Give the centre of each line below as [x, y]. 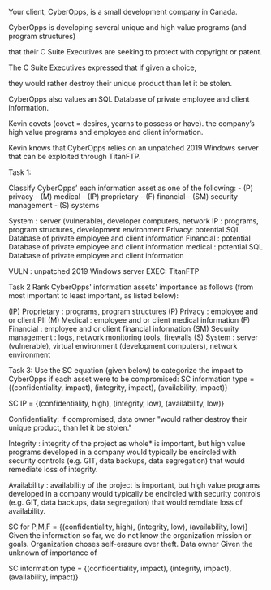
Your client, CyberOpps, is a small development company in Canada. [123, 12]
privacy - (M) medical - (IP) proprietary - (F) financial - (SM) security [123, 197]
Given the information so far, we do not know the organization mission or [130, 535]
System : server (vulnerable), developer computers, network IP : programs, [133, 221]
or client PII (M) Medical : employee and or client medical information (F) [129, 320]
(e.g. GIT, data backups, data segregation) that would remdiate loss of [126, 502]
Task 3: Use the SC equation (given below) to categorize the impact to [126, 370]
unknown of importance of [53, 553]
